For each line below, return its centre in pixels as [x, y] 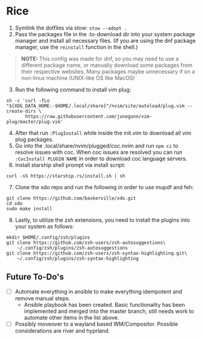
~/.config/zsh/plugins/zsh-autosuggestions [73, 248]
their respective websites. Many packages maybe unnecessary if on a [108, 71]
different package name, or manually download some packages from [107, 65]
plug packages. [34, 139]
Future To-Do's [35, 277]
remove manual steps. [43, 298]
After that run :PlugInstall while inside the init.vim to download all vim [103, 133]
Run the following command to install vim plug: [73, 89]
